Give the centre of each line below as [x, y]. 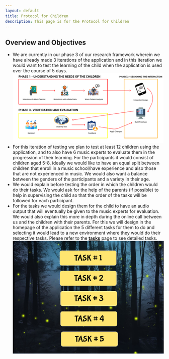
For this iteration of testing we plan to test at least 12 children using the [86, 147]
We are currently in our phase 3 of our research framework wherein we [86, 55]
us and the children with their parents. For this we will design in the [82, 222]
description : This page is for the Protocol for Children [67, 21]
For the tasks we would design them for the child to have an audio [81, 206]
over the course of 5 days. [40, 71]
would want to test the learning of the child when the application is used [87, 65]
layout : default [22, 11]
